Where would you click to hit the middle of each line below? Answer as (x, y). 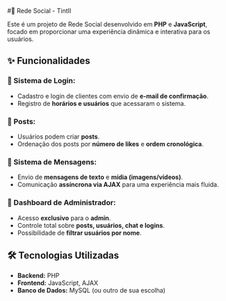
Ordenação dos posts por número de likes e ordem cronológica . (110, 144)
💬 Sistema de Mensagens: (52, 162)
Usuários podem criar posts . (58, 137)
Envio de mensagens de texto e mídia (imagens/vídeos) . (100, 177)
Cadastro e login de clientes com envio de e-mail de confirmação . (113, 96)
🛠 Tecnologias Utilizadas (63, 255)
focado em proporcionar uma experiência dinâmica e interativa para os (109, 32)
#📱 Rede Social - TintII (39, 11)
